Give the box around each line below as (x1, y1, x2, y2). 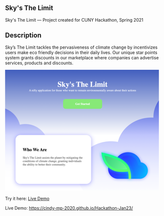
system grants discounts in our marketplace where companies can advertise (5, 54, 159, 60)
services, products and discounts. (5, 60, 74, 66)
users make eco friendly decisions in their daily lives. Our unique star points (5, 49, 158, 55)
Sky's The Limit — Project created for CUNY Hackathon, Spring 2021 (5, 17, 143, 23)
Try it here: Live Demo (5, 196, 50, 202)
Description (5, 31, 41, 40)
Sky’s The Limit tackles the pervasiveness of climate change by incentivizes (5, 44, 158, 50)
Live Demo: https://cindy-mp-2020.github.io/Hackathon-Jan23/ (5, 205, 133, 211)
